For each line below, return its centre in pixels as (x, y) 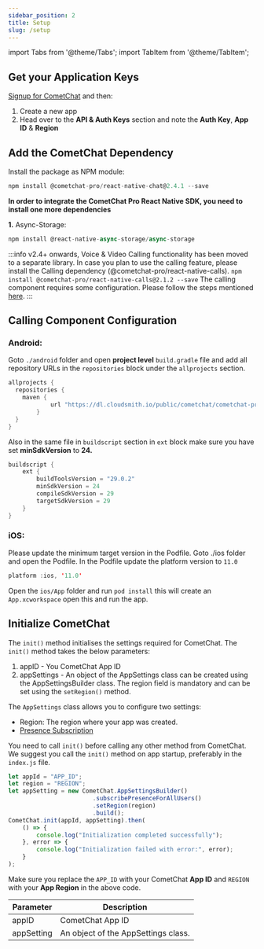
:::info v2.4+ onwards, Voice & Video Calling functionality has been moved (128, 254)
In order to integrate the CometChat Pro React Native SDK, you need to (126, 200)
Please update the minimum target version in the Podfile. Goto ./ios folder (127, 553)
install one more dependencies (60, 209)
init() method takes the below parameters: (79, 651)
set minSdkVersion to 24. (50, 450)
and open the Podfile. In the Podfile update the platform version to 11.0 (123, 561)
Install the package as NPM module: (66, 171)
